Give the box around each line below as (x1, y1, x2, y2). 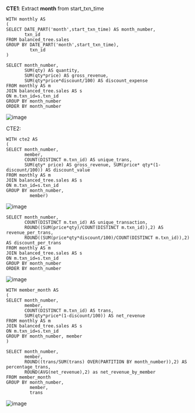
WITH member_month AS (6, 287, 59, 293)
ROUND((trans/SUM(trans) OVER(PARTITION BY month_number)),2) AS (24, 359, 187, 365)
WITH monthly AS (6, 16, 46, 22)
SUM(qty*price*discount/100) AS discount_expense (24, 78, 148, 84)
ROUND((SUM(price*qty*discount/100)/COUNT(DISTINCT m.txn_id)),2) (24, 235, 190, 241)
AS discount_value (45, 167, 91, 173)
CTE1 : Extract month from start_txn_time (6, 5, 104, 12)
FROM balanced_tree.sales (6, 37, 69, 43)
